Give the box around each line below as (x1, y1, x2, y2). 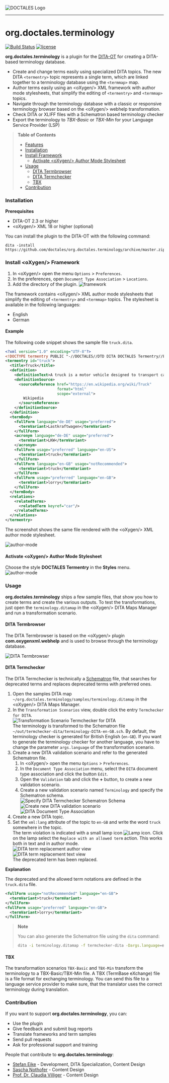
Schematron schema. (20, 793, 64, 799)
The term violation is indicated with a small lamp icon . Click (12, 830, 163, 836)
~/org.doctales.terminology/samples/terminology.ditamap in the (12, 696, 147, 702)
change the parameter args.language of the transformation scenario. (12, 744, 155, 750)
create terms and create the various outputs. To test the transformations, (5, 599, 156, 605)
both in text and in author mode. (12, 840, 79, 846)
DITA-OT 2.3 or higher (12, 218, 59, 224)
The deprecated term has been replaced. (12, 857, 98, 863)
